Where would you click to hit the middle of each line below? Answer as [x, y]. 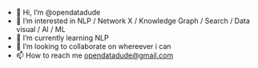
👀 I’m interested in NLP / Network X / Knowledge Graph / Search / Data [133, 21]
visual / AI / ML [40, 29]
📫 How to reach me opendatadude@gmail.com [95, 55]
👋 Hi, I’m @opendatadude [58, 12]
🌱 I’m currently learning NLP [62, 38]
